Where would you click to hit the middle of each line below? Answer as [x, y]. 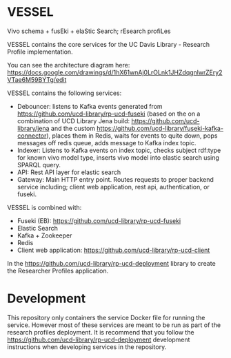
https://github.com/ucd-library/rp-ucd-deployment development [99, 339]
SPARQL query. [39, 165]
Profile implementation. [40, 52]
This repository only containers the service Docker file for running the [106, 317]
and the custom [73, 128]
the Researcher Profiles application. [58, 271]
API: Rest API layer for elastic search [69, 172]
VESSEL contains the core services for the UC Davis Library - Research [109, 44]
